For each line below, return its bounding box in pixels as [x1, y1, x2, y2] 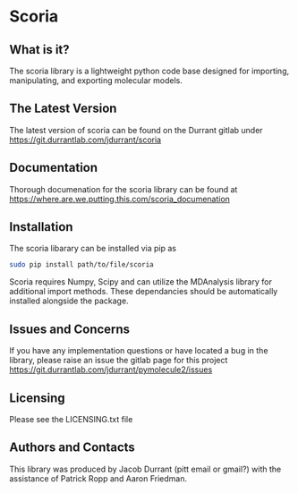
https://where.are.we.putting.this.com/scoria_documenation [9, 193, 231, 204]
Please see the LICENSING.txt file [9, 413, 133, 424]
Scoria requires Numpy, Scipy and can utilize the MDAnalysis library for [9, 276, 273, 287]
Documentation [9, 160, 98, 175]
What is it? [9, 42, 70, 57]
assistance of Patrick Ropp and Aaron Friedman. [9, 472, 188, 484]
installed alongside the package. [9, 295, 129, 306]
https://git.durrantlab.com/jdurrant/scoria [9, 134, 162, 145]
